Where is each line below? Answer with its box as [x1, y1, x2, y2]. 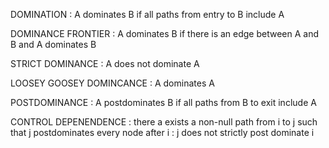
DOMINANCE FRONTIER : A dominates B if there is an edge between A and [10, 28, 320, 39]
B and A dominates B [10, 39, 97, 50]
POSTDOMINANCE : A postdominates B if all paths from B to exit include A [10, 97, 317, 108]
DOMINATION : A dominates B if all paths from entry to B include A [10, 9, 285, 20]
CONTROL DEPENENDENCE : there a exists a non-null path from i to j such [10, 116, 318, 128]
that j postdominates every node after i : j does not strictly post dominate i [10, 127, 315, 138]
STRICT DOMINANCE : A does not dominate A [10, 58, 200, 69]
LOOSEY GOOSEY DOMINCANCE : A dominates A [10, 77, 215, 89]
